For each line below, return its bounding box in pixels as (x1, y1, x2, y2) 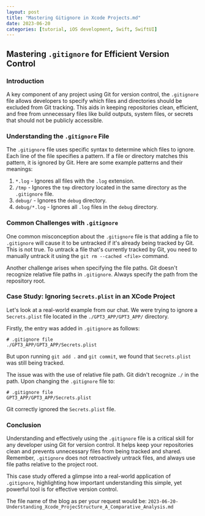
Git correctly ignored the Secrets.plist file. (6, 405, 116, 412)
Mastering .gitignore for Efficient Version (6, 48, 170, 59)
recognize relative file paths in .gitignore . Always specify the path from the (6, 270, 198, 278)
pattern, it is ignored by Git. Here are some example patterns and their (6, 159, 183, 166)
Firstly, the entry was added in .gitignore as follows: (6, 324, 140, 332)
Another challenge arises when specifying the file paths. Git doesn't (6, 264, 177, 271)
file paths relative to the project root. (6, 461, 99, 468)
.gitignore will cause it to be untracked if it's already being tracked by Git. (6, 239, 195, 246)
